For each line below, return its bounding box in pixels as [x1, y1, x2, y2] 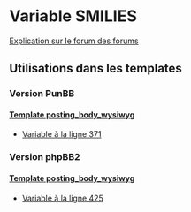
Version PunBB [9, 87, 75, 100]
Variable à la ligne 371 [21, 129, 102, 140]
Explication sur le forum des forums [9, 35, 139, 46]
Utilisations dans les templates [9, 61, 183, 76]
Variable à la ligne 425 [21, 193, 103, 203]
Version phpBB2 [9, 151, 81, 163]
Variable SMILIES [9, 6, 137, 26]
